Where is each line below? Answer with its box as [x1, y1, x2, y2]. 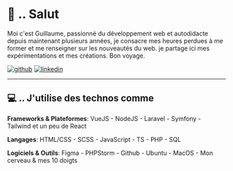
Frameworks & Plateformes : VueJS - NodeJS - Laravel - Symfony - [7, 114, 201, 122]
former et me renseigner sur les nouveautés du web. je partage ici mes [7, 44, 210, 52]
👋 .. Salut [7, 6, 60, 22]
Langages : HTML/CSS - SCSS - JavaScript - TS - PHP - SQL [7, 135, 182, 143]
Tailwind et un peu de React [7, 122, 87, 130]
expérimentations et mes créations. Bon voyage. [7, 51, 146, 60]
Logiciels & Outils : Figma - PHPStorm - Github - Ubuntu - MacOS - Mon [7, 149, 214, 157]
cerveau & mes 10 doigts [7, 156, 78, 164]
